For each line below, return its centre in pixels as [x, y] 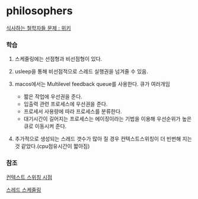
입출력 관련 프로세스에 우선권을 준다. [66, 104]
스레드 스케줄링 [24, 190]
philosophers [39, 11]
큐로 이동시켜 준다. [45, 126]
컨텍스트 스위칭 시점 [29, 177]
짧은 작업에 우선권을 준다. [53, 97]
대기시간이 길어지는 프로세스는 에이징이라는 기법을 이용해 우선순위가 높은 [108, 119]
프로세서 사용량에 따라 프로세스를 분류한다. [73, 111]
